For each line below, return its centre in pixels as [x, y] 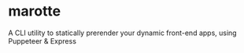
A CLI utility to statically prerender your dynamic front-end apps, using [123, 33]
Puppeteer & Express [43, 41]
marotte [35, 11]
